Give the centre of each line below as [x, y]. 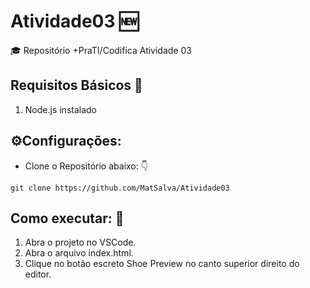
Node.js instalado [61, 109]
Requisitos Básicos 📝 [76, 85]
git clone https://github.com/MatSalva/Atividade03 [120, 188]
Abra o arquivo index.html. [79, 253]
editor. [38, 274]
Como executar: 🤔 [67, 218]
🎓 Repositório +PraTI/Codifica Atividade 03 [101, 50]
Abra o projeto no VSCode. [80, 242]
